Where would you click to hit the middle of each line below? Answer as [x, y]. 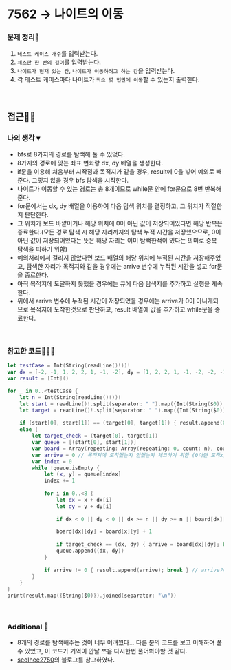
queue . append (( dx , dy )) [90, 551]
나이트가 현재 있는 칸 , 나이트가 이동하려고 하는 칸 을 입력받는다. [96, 71]
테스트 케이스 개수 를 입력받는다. [57, 54]
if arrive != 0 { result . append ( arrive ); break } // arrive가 [134, 570]
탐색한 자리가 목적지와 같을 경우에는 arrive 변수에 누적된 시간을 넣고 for [122, 267]
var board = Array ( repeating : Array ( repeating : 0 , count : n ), [123, 449]
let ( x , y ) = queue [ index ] [82, 474]
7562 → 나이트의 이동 [65, 14]
